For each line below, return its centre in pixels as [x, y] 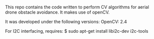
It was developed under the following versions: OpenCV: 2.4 [66, 22]
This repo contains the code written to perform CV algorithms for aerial [77, 7]
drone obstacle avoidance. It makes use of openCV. [57, 12]
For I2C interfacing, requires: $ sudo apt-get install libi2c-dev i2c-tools [77, 31]
